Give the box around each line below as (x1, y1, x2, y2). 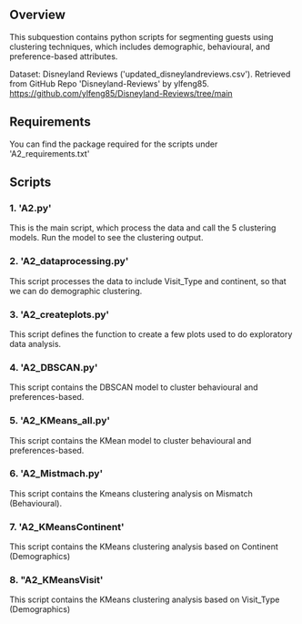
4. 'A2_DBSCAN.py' (9, 361, 98, 373)
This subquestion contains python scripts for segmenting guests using (9, 31, 274, 42)
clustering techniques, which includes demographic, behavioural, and (9, 41, 271, 52)
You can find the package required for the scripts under (9, 138, 218, 149)
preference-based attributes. (9, 50, 118, 62)
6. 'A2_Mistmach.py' (9, 467, 104, 480)
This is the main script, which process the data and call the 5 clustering (9, 222, 277, 233)
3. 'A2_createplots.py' (9, 308, 110, 321)
